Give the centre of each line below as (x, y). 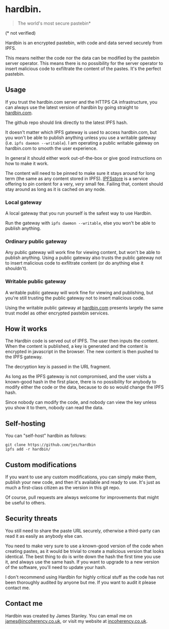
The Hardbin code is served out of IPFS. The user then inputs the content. (82, 341)
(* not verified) (21, 33)
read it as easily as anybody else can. (44, 536)
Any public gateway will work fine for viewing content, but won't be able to (83, 253)
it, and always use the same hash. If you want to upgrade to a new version (82, 562)
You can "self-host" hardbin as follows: (46, 436)
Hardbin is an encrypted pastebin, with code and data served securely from (84, 43)
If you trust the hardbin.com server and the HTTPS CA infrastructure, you (81, 102)
